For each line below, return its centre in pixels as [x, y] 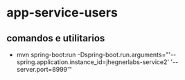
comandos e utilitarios [56, 38]
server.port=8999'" [44, 69]
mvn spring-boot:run [46, 54]
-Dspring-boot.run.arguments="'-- [127, 54]
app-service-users [62, 13]
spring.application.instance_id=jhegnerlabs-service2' [93, 62]
